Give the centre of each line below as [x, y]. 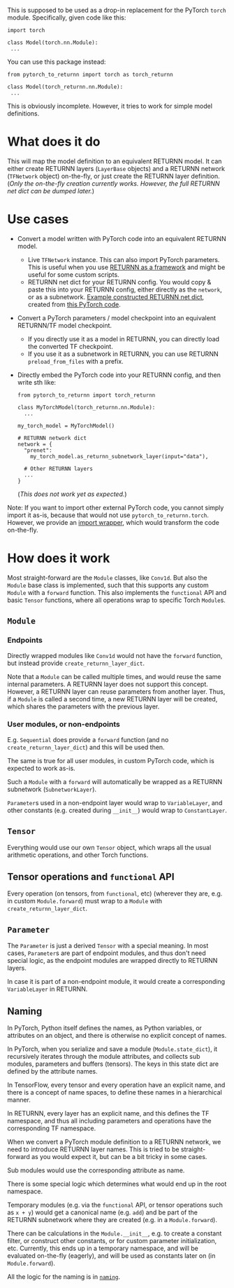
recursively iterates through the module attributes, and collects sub [104, 1057]
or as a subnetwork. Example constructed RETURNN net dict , [116, 296]
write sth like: [37, 382]
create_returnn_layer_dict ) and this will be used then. [86, 747]
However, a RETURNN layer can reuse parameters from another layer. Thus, [116, 691]
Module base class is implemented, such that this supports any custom [108, 585]
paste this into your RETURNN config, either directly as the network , [125, 289]
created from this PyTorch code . [74, 304]
